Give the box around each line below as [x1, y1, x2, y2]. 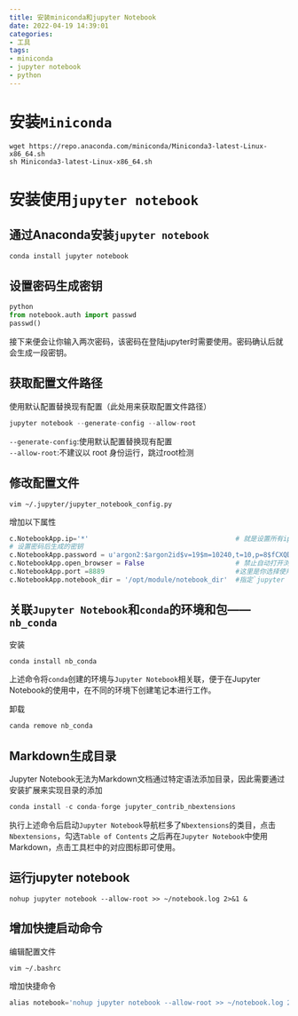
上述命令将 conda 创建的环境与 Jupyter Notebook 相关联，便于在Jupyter [9, 674, 261, 685]
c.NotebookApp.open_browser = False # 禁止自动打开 [9, 559, 284, 568]
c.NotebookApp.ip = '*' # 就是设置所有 [9, 534, 284, 543]
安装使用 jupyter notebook [9, 189, 200, 210]
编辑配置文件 [9, 946, 56, 956]
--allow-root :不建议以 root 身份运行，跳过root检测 [9, 447, 194, 457]
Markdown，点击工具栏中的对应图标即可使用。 [9, 842, 180, 853]
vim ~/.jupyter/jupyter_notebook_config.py [9, 499, 173, 509]
